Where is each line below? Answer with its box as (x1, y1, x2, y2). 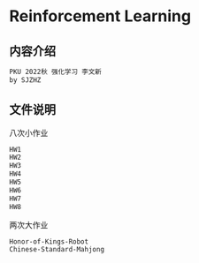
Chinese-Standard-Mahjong (9, 245, 104, 254)
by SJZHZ (9, 75, 42, 85)
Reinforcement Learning (9, 6, 192, 26)
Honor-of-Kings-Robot (9, 237, 89, 246)
